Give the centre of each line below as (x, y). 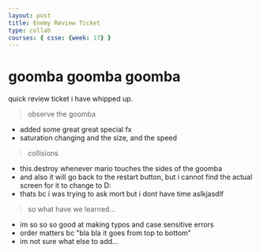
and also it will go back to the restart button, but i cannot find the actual (136, 177)
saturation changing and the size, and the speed (98, 138)
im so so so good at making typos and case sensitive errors (117, 225)
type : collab (30, 30)
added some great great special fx (75, 130)
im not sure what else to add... (69, 242)
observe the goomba (62, 114)
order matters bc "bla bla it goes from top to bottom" (106, 233)
